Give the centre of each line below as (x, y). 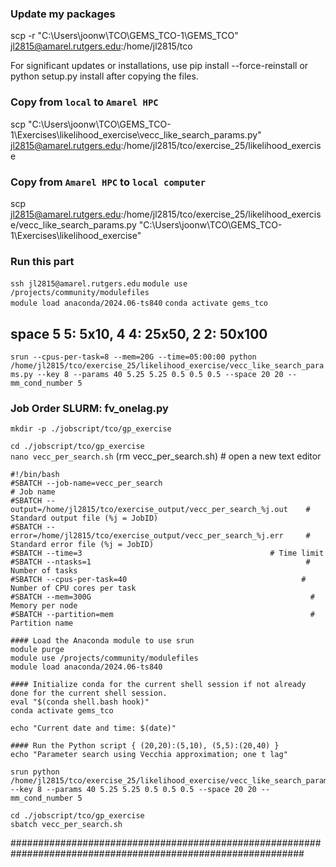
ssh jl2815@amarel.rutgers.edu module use (99, 284)
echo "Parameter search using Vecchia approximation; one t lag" (149, 755)
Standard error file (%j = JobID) (82, 545)
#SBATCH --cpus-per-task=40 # (158, 580)
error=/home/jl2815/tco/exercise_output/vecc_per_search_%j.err (147, 536)
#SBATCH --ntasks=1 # (160, 562)
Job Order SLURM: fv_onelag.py (89, 408)
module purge (37, 650)
